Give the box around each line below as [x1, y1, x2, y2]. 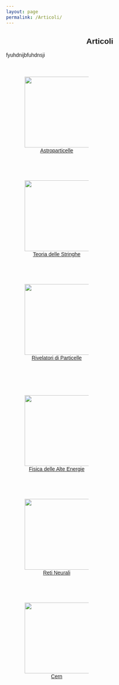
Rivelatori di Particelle [31, 354, 82, 362]
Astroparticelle [40, 147, 74, 154]
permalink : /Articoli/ [6, 14, 62, 20]
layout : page [6, 8, 38, 15]
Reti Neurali [43, 569, 71, 576]
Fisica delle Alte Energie [29, 466, 85, 473]
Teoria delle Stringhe [33, 251, 81, 258]
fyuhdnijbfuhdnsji [6, 52, 45, 58]
